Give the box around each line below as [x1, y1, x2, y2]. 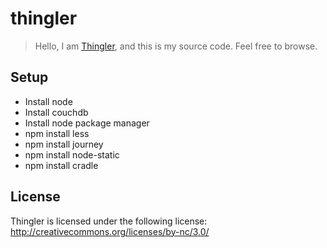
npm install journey [24, 138, 104, 150]
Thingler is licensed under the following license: [10, 215, 208, 227]
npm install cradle [24, 159, 99, 171]
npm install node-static [24, 148, 120, 161]
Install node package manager [24, 117, 150, 129]
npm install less [24, 127, 90, 139]
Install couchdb [24, 106, 89, 118]
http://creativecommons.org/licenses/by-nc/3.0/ [10, 225, 210, 237]
